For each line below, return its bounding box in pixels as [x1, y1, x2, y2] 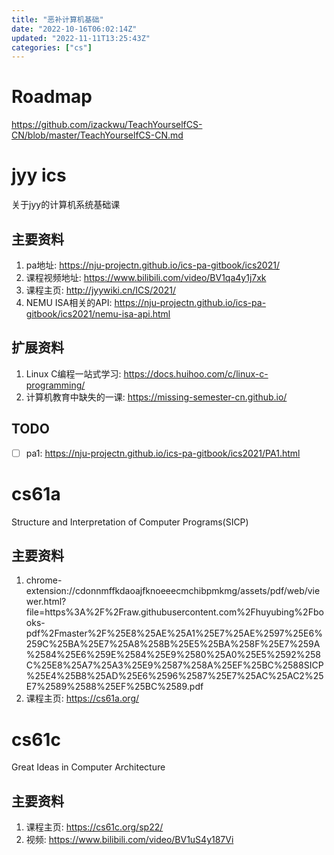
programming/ [25, 379, 86, 391]
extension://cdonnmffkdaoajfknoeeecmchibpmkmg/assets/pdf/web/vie [25, 585, 321, 597]
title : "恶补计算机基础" [11, 14, 104, 25]
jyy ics [11, 164, 67, 187]
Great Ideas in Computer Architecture [11, 761, 166, 773]
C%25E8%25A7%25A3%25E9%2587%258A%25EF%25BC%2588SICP [25, 659, 324, 671]
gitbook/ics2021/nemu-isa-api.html [25, 307, 171, 320]
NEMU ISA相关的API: [25, 296, 113, 308]
